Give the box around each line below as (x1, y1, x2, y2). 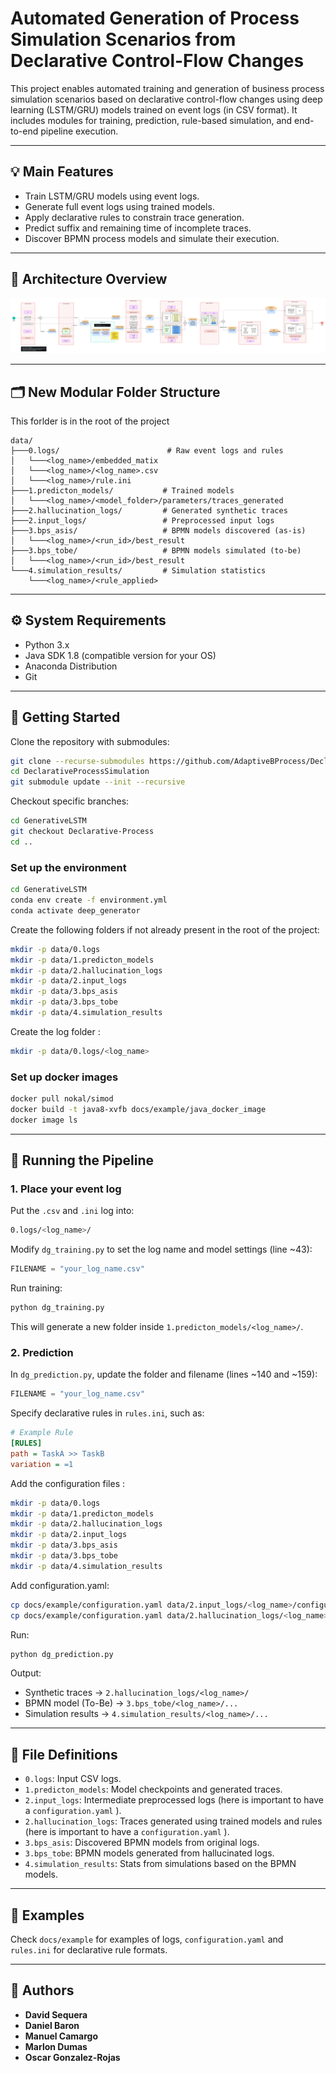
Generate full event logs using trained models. (24, 200, 215, 212)
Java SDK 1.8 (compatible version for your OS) (24, 649, 217, 661)
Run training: (10, 1282, 63, 1294)
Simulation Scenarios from (10, 28, 237, 51)
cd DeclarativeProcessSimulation (10, 767, 150, 777)
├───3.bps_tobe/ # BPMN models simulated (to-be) (10, 545, 302, 556)
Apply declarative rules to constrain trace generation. (24, 211, 245, 223)
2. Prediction (10, 1345, 74, 1359)
